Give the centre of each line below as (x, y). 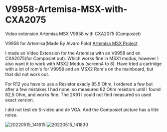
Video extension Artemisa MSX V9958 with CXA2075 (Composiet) (73, 33)
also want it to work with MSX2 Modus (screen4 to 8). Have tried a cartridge (83, 63)
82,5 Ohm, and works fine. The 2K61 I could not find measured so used (78, 94)
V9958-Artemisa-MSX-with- (66, 9)
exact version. (20, 100)
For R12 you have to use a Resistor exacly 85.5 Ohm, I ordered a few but (79, 84)
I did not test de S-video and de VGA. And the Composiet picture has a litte (82, 109)
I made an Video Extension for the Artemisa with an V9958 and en (73, 53)
